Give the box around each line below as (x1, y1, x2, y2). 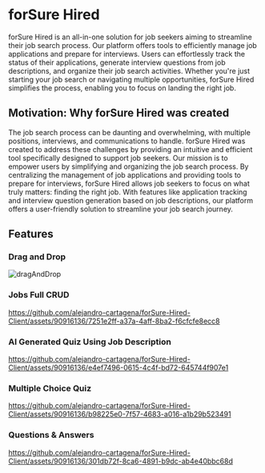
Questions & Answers (8, 430, 94, 441)
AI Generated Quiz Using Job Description (8, 336, 172, 347)
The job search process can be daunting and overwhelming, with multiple (8, 127, 251, 137)
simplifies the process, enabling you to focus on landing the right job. (8, 82, 236, 93)
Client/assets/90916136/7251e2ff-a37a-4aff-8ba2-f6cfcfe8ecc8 (8, 316, 220, 326)
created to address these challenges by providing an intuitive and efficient (8, 144, 253, 154)
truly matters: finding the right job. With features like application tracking (8, 186, 247, 197)
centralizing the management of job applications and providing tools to (8, 170, 242, 179)
